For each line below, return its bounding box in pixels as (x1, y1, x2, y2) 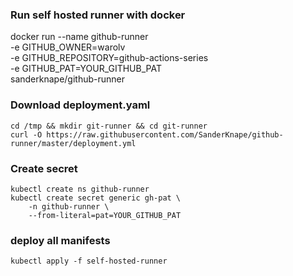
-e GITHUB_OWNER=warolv (10, 41, 126, 53)
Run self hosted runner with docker (10, 8, 186, 22)
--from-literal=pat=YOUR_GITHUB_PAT (28, 210, 182, 220)
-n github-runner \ (28, 201, 110, 212)
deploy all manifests (10, 233, 111, 247)
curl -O (10, 129, 43, 140)
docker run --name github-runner (10, 31, 149, 43)
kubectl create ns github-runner (10, 184, 150, 194)
